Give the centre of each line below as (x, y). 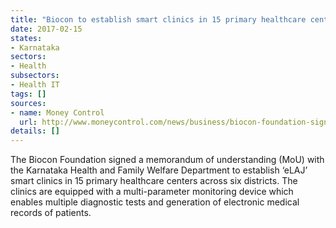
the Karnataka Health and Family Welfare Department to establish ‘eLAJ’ (159, 170)
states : (26, 38)
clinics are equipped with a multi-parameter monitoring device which (152, 192)
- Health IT (35, 85)
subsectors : (35, 76)
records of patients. (51, 213)
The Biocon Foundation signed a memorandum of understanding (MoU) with (167, 160)
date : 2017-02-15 (46, 29)
